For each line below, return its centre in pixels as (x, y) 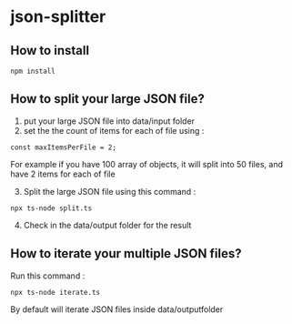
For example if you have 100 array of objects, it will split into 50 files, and (146, 164)
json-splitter (58, 17)
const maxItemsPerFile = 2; (64, 147)
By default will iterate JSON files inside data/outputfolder (117, 309)
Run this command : (48, 276)
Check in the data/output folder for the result (107, 225)
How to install (50, 51)
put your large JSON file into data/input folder (109, 121)
